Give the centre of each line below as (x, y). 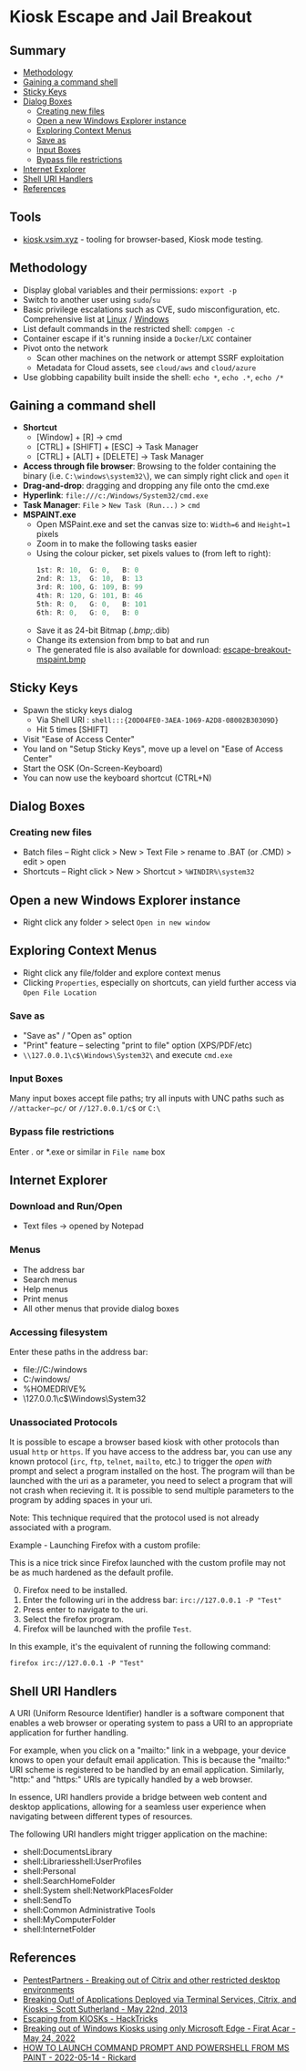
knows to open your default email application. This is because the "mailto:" (150, 1760)
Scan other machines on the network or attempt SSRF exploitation (160, 357)
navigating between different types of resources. (101, 1817)
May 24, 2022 (49, 2038)
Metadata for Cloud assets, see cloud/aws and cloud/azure (146, 368)
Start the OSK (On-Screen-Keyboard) (93, 768)
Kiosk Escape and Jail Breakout (131, 17)
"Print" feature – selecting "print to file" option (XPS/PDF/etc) (138, 1045)
